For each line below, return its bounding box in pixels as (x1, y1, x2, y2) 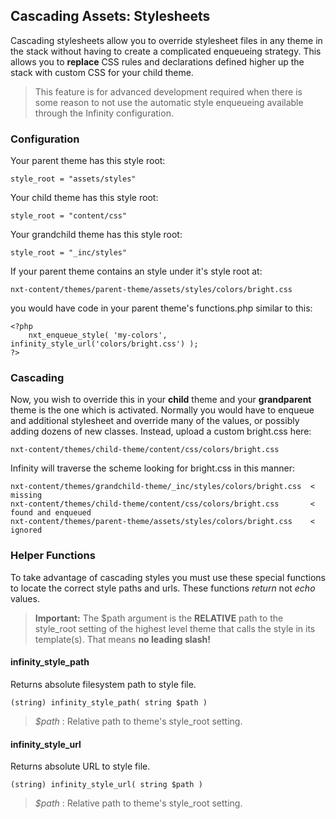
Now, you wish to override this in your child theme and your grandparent (10, 394, 312, 406)
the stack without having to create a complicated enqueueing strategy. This (10, 45, 322, 57)
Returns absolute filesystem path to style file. (10, 678, 197, 690)
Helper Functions (10, 549, 96, 563)
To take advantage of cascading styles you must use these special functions (10, 571, 326, 583)
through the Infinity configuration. (34, 107, 174, 119)
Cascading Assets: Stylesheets (10, 8, 211, 25)
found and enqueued (10, 508, 92, 518)
